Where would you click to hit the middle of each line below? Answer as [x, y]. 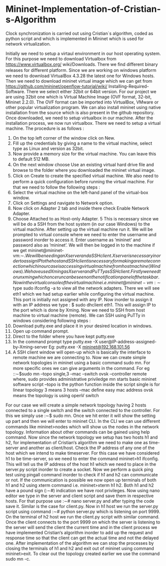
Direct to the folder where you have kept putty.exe [64, 336]
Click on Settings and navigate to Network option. [63, 203]
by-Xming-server [30, 347]
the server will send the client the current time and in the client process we [81, 527]
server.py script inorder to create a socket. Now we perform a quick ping [79, 469]
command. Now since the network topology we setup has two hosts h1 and [82, 437]
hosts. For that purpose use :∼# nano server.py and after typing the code [80, 501]
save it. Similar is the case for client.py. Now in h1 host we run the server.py [82, 506]
